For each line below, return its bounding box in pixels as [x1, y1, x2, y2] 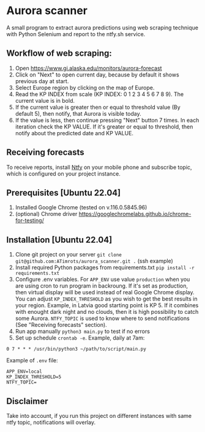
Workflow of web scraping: [6, 48, 112, 59]
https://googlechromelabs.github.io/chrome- [78, 210, 192, 218]
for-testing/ [15, 217, 44, 224]
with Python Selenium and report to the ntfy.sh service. [6, 30, 146, 37]
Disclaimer [6, 396, 48, 406]
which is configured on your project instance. [6, 169, 121, 177]
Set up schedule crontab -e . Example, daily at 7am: [15, 334, 145, 341]
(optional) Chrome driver [15, 210, 78, 218]
